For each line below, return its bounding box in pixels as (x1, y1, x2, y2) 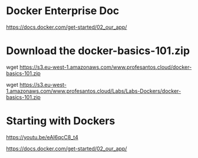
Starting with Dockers (6, 115, 115, 127)
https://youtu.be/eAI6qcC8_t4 (6, 133, 78, 140)
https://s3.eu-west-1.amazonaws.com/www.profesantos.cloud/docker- (19, 63, 192, 70)
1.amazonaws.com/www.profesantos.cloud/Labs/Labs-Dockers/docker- (6, 87, 181, 95)
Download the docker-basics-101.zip (6, 44, 190, 58)
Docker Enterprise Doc (6, 4, 120, 18)
